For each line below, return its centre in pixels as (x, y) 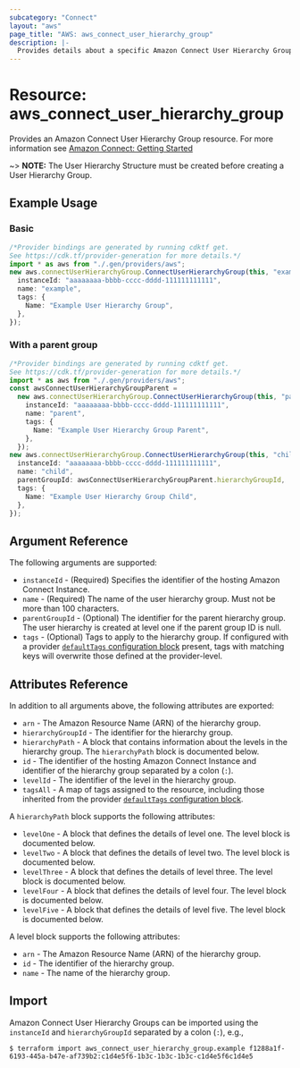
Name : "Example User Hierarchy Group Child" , (112, 496)
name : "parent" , (56, 414)
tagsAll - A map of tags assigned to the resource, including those (143, 790)
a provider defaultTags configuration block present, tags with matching (153, 647)
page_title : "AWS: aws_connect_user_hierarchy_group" (112, 34)
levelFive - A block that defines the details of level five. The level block (154, 910)
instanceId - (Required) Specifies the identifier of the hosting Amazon (151, 580)
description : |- (39, 42)
